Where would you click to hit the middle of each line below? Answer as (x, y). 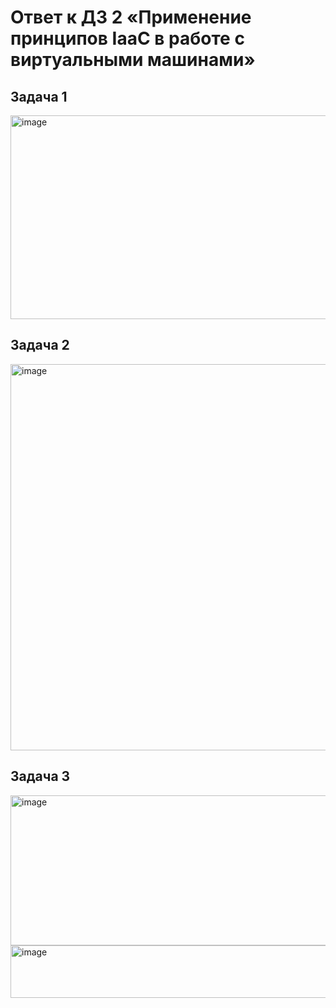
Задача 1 (39, 96)
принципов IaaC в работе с (127, 38)
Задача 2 (40, 345)
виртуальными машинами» (133, 60)
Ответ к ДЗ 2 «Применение (131, 17)
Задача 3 (40, 776)
